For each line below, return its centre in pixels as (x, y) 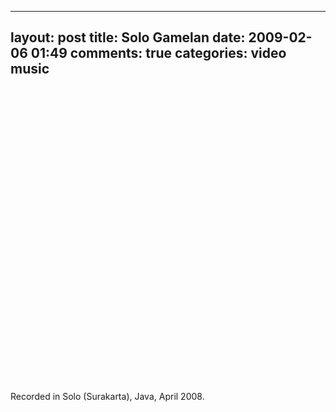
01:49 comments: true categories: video (158, 53)
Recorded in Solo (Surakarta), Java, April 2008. (107, 396)
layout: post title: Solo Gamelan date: (128, 37)
